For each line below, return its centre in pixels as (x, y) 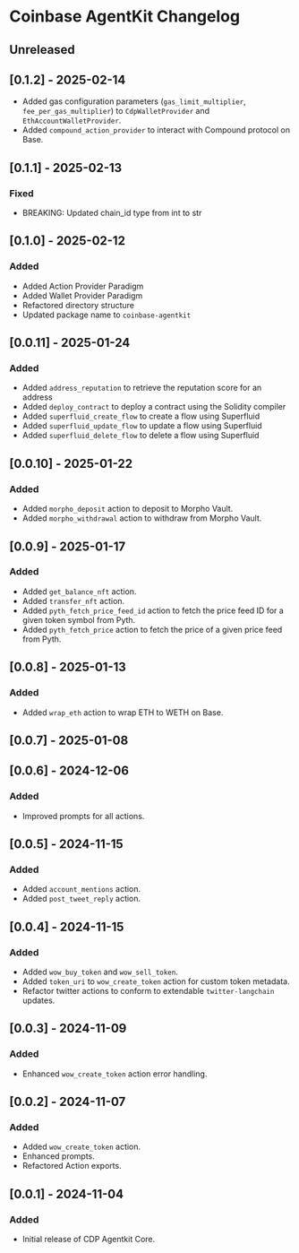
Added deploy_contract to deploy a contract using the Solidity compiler (154, 407)
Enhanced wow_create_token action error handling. (115, 1074)
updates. (38, 1000)
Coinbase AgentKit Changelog (124, 17)
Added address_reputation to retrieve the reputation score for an (142, 388)
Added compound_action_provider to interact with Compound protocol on (156, 130)
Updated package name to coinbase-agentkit (107, 315)
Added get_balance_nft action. (79, 591)
